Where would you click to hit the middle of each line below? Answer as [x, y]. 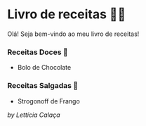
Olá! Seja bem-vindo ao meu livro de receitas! [73, 34]
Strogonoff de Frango [49, 101]
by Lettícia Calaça [34, 115]
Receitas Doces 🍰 [38, 52]
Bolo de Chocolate [44, 68]
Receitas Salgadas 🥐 [43, 86]
